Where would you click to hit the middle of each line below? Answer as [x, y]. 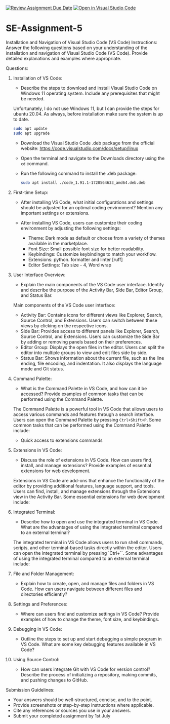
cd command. [35, 163]
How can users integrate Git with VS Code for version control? [86, 669]
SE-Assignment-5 [44, 28]
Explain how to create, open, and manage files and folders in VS [87, 583]
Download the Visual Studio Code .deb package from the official [88, 143]
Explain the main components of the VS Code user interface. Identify [92, 284]
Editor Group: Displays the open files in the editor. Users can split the [93, 347]
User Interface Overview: [39, 275]
